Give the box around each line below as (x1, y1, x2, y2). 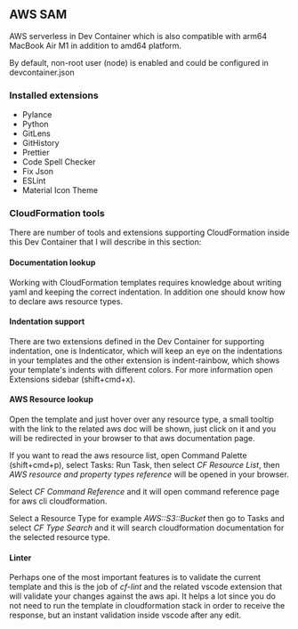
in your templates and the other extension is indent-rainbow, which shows (9, 355, 280, 366)
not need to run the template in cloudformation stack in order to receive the (9, 601, 286, 611)
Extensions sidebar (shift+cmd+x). (9, 374, 136, 384)
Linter (9, 552, 32, 563)
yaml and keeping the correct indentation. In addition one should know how (9, 286, 286, 297)
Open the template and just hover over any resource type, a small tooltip (9, 414, 274, 425)
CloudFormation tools (9, 207, 105, 220)
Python (21, 119, 49, 130)
